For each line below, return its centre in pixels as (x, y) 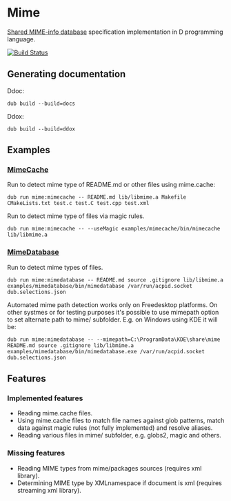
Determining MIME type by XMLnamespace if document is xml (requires (119, 483)
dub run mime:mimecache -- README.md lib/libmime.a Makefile (97, 197)
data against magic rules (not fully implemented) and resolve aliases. (115, 428)
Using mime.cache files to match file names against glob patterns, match (121, 421)
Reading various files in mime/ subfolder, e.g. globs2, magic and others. (119, 435)
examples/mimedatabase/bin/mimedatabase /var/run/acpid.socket (100, 286)
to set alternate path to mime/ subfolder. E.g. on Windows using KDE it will (112, 320)
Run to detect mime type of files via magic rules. (76, 216)
